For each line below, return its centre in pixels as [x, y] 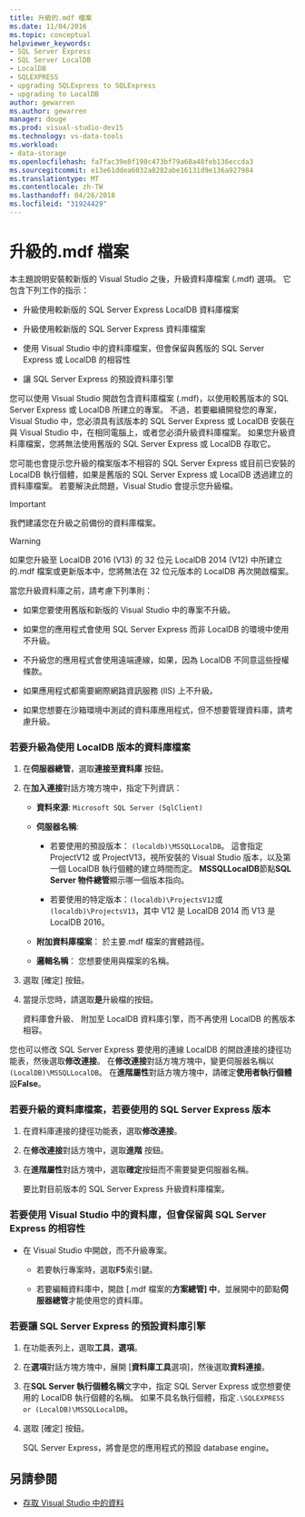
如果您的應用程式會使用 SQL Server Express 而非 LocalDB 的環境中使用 [156, 629]
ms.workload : [34, 145]
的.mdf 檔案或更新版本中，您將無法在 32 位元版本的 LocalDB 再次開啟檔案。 [151, 571]
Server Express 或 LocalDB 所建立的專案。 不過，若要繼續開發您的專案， [145, 410]
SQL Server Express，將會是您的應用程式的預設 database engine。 [148, 1447]
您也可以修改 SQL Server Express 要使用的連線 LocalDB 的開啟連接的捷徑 [147, 1050]
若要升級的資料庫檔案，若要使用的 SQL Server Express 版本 [140, 1109]
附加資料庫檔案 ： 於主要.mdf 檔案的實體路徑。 [123, 942]
